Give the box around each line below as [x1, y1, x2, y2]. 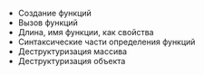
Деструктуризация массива [17, 46, 128, 57]
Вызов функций [17, 17, 79, 28]
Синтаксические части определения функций [17, 36, 196, 47]
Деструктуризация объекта [17, 56, 126, 66]
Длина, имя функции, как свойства [17, 27, 154, 37]
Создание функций [17, 8, 92, 18]
